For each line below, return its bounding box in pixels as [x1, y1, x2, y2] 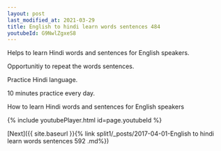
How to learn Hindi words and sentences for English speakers [7, 102, 185, 111]
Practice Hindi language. [7, 76, 78, 84]
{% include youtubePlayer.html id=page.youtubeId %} [7, 116, 162, 125]
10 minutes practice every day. [7, 89, 96, 97]
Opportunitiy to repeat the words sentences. [7, 62, 135, 70]
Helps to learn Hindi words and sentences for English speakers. [7, 49, 190, 57]
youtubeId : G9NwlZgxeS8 [7, 29, 77, 37]
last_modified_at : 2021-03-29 [7, 17, 96, 24]
